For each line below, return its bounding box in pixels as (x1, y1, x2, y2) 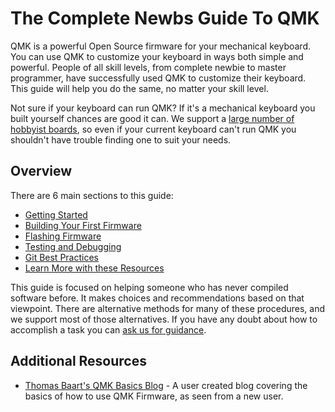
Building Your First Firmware (24, 219, 142, 231)
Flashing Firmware (24, 230, 102, 242)
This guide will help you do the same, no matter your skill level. (10, 82, 269, 94)
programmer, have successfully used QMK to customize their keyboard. (10, 72, 307, 84)
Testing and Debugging (24, 240, 122, 252)
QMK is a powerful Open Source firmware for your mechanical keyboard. (10, 40, 311, 52)
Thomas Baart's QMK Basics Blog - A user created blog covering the (24, 379, 308, 391)
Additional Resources (10, 353, 147, 370)
